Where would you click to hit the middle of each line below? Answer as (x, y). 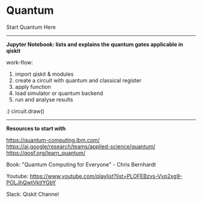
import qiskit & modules (44, 74)
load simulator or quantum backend (59, 93)
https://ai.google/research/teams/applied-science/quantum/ (81, 146)
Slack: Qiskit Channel (32, 194)
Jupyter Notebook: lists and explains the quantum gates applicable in (95, 44)
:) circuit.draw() (26, 111)
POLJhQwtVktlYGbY (31, 182)
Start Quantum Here (31, 27)
